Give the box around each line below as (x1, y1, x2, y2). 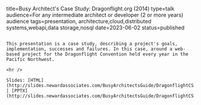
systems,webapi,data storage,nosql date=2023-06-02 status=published (6, 24, 185, 31)
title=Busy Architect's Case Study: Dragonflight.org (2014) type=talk (6, 5, 175, 12)
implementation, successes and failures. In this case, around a (6, 46, 172, 52)
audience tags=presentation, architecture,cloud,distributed (6, 18, 151, 24)
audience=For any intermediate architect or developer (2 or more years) (6, 11, 184, 18)
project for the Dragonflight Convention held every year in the (22, 51, 188, 57)
